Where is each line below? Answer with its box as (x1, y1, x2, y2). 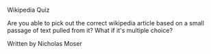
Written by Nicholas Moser (7, 40, 82, 47)
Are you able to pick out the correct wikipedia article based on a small (7, 19, 204, 27)
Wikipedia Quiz (7, 6, 50, 14)
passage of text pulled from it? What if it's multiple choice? (7, 27, 173, 34)
